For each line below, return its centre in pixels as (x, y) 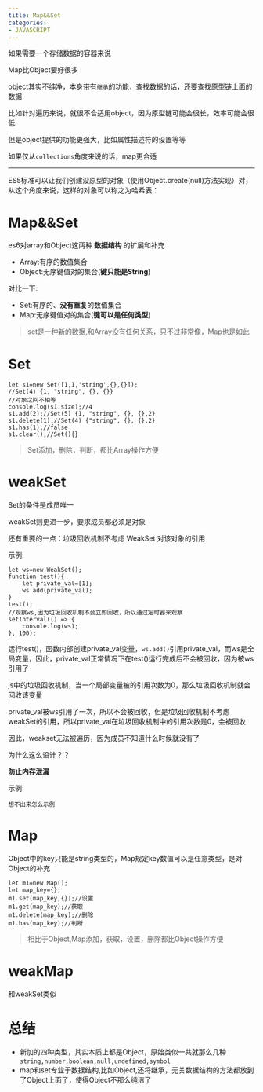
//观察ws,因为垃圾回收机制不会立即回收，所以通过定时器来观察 (95, 613)
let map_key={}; (34, 890)
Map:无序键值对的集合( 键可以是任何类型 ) (85, 315)
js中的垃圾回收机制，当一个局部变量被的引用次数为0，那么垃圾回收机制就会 (130, 685)
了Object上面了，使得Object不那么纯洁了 (85, 1080)
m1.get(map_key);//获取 (46, 907)
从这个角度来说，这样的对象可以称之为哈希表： (83, 190)
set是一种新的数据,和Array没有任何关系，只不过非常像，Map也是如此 (138, 332)
